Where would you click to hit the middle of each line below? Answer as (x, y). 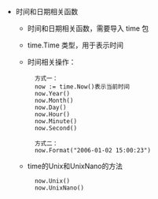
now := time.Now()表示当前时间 (82, 87)
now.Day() (50, 107)
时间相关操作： (51, 62)
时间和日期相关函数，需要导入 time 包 (88, 28)
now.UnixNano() (59, 188)
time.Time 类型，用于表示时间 (75, 45)
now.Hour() (52, 115)
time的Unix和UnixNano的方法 (75, 166)
